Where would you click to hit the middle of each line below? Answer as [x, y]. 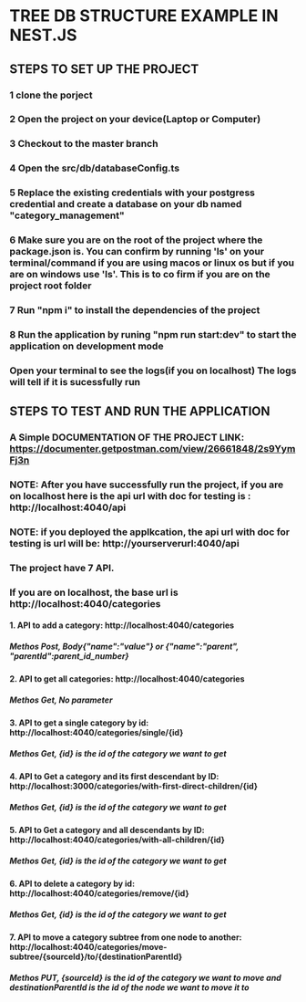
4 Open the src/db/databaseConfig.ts [95, 168]
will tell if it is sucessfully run [75, 381]
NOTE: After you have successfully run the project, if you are [147, 485]
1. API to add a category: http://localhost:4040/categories [122, 625]
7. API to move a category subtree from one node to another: [126, 937]
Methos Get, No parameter [61, 700]
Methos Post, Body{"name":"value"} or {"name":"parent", [124, 647]
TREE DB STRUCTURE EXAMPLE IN [144, 16]
